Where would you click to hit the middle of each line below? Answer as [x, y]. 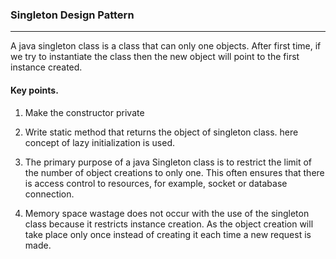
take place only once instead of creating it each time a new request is [168, 234]
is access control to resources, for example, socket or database [156, 183]
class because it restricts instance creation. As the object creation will [169, 224]
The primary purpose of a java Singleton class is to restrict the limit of [168, 162]
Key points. [34, 90]
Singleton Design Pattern [72, 15]
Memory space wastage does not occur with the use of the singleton [167, 213]
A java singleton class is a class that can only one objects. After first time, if [166, 46]
